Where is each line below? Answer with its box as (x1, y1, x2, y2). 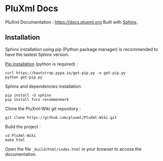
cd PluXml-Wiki (5, 133, 36, 138)
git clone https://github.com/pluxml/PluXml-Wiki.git (5, 115, 117, 120)
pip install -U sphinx (5, 92, 51, 98)
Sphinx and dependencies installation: (5, 83, 82, 89)
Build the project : (5, 123, 41, 130)
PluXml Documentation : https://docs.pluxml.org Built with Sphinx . (5, 19, 138, 25)
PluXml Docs (5, 3, 59, 14)
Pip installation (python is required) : (5, 61, 78, 67)
